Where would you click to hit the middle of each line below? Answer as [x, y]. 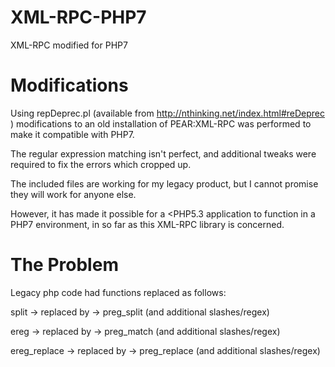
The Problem [64, 265]
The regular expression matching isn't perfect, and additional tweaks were [163, 153]
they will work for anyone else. [73, 194]
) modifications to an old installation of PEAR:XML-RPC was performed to [161, 123]
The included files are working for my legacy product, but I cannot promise [164, 183]
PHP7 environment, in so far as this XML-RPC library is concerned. [147, 224]
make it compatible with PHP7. [72, 134]
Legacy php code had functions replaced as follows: [118, 292]
